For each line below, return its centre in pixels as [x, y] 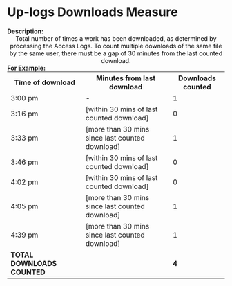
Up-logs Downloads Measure [93, 12]
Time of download [45, 82]
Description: [25, 31]
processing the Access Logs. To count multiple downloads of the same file [116, 46]
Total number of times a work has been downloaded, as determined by [116, 38]
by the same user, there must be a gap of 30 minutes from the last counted [116, 53]
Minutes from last [126, 78]
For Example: [27, 68]
